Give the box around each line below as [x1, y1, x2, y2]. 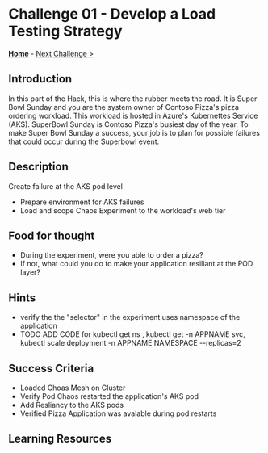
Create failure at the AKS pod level [8, 181, 124, 191]
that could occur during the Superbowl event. [8, 136, 160, 146]
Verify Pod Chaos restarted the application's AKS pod [19, 392, 199, 401]
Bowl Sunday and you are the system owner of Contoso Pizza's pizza [8, 102, 240, 111]
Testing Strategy [8, 22, 123, 40]
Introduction [8, 72, 73, 86]
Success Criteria [8, 361, 94, 375]
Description [8, 160, 69, 174]
